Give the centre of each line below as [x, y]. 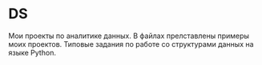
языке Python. [32, 52]
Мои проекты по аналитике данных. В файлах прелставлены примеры [129, 36]
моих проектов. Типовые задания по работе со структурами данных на [131, 44]
